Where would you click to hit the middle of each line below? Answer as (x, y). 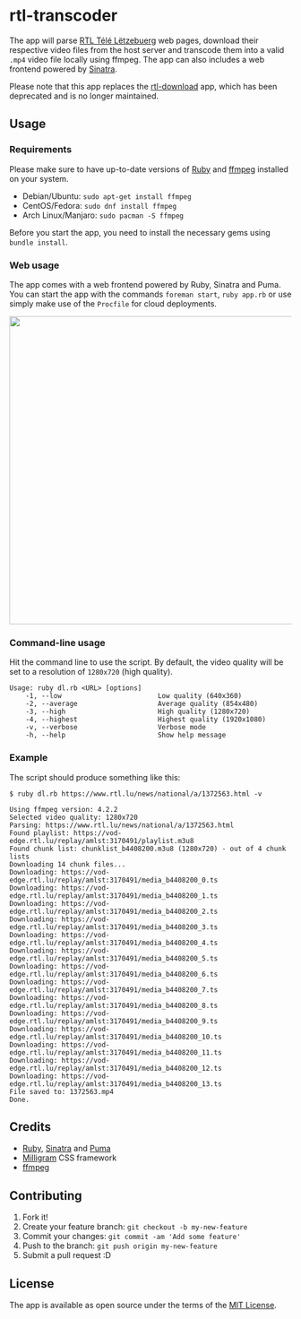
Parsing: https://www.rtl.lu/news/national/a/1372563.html (122, 825)
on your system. (39, 178)
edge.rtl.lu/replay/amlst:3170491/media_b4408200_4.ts (114, 943)
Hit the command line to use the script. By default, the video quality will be (146, 662)
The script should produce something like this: (95, 777)
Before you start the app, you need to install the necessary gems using (140, 232)
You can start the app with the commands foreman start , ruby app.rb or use (150, 294)
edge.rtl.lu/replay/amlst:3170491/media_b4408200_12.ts (116, 1068)
